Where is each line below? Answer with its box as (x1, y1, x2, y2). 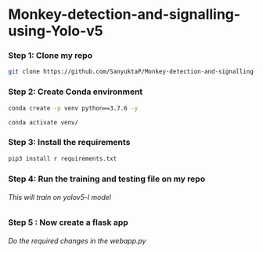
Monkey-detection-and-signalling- (8, 5, 241, 23)
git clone (8, 68, 41, 76)
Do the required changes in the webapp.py (8, 237, 146, 246)
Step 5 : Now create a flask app (8, 217, 129, 228)
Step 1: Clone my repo (8, 50, 92, 61)
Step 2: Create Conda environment (8, 86, 143, 97)
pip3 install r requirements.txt (8, 154, 117, 162)
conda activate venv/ (8, 118, 79, 126)
